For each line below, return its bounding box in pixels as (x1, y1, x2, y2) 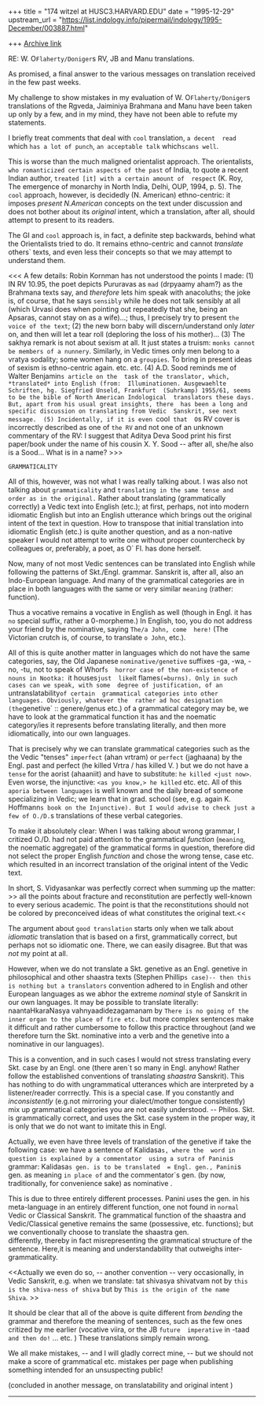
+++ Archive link (8, 39, 62, 48)
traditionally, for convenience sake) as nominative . (8, 1179, 173, 1188)
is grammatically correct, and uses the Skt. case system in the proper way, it (8, 1114, 255, 1122)
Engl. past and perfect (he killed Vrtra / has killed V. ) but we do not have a (8, 761, 249, 770)
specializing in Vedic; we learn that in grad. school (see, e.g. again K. (8, 795, 232, 803)
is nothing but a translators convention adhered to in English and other (8, 981, 248, 990)
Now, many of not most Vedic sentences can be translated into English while (8, 559, 255, 568)
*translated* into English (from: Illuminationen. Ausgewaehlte (8, 380, 226, 387)
